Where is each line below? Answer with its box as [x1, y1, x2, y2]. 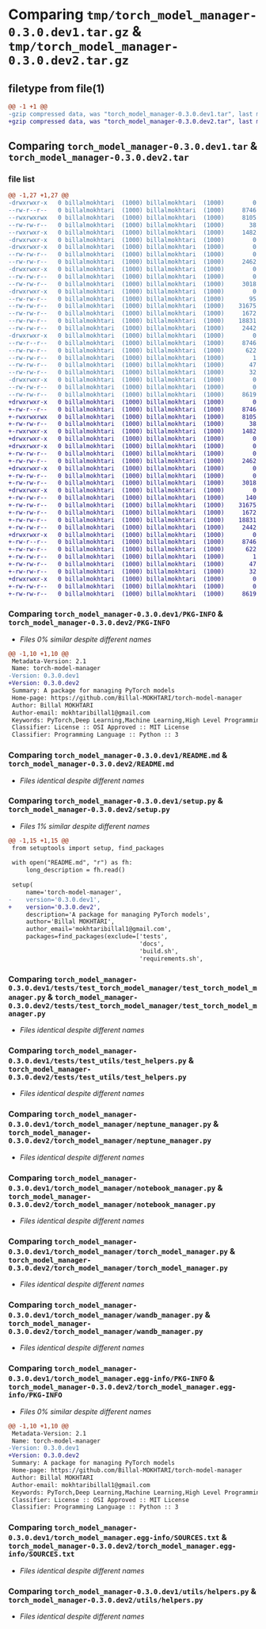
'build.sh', [139, 947, 179, 955]
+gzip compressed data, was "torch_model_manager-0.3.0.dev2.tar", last [8, 117, 253, 125]
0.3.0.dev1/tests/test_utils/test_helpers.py [8, 1056, 188, 1065]
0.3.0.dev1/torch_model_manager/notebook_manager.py [8, 1183, 216, 1193]
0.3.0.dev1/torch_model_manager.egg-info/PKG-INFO [8, 1374, 207, 1383]
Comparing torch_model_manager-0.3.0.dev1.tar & [8, 140, 258, 153]
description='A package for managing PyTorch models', [25, 910, 211, 918]
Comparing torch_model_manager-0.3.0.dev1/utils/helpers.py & [8, 1585, 256, 1596]
